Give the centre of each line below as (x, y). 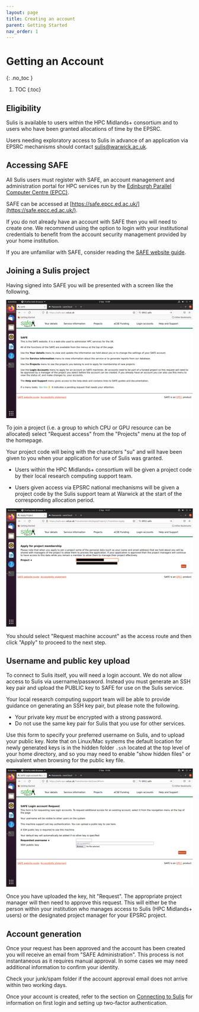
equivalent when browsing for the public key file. (65, 760)
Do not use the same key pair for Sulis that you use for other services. (100, 724)
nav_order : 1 (22, 32)
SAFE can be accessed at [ (39, 204)
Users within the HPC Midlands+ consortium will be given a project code (103, 469)
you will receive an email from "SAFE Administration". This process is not (95, 955)
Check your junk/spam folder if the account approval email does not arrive (97, 979)
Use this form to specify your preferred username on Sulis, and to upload (95, 735)
